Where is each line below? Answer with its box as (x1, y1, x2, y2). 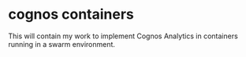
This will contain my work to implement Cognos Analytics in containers (8, 31, 238, 41)
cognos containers (8, 5, 134, 23)
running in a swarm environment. (8, 39, 116, 48)
